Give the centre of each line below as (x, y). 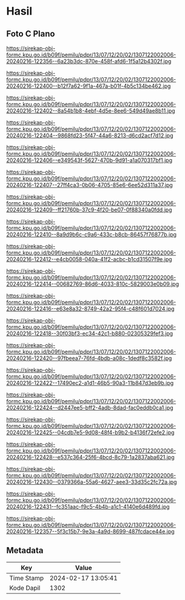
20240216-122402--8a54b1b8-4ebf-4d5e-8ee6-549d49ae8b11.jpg (91, 111)
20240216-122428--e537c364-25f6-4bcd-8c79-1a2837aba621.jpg (90, 457)
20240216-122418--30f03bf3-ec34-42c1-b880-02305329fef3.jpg (90, 334)
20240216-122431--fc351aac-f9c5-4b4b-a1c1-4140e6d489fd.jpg (88, 506)
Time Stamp (27, 578)
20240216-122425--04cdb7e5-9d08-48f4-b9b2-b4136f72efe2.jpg (90, 432)
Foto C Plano (31, 34)
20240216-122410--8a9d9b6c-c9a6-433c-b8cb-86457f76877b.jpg (92, 235)
